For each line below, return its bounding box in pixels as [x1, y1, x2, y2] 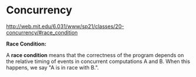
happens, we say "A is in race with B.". [6, 64, 99, 71]
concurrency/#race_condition [6, 29, 78, 36]
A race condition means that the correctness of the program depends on [6, 51, 184, 58]
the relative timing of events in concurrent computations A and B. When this [6, 58, 191, 65]
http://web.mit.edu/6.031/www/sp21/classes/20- [6, 23, 125, 30]
